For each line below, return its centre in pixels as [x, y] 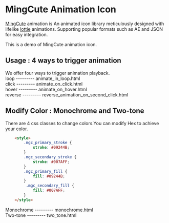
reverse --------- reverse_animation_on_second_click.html [67, 95]
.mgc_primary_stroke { [48, 143]
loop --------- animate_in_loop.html [43, 78]
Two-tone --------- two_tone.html [41, 215]
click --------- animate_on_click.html [44, 84]
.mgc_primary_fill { [46, 171]
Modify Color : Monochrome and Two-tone [75, 111]
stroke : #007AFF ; [51, 162]
